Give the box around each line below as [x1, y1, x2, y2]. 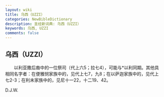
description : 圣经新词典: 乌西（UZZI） [5, 21, 81, 26]
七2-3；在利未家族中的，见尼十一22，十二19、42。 [5, 77, 111, 83]
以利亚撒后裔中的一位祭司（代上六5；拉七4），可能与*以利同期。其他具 [13, 64, 160, 70]
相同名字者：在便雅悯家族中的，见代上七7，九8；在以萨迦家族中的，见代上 [5, 70, 159, 76]
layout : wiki [5, 7, 32, 12]
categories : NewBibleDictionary [5, 16, 72, 21]
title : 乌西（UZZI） [5, 12, 45, 17]
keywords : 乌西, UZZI [5, 26, 49, 31]
